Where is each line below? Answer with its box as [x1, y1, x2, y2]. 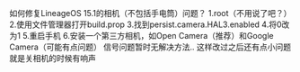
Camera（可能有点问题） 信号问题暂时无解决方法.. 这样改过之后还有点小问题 [9, 41, 292, 52]
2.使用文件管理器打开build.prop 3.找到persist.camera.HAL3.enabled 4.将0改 [9, 19, 290, 30]
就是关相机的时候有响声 [9, 53, 96, 63]
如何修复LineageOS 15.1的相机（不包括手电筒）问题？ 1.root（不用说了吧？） [9, 8, 292, 18]
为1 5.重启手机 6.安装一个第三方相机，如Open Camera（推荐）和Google [9, 31, 274, 40]
